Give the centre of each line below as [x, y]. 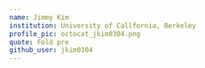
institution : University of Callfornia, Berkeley [103, 26]
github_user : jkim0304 [51, 50]
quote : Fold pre [39, 42]
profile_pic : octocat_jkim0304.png [75, 34]
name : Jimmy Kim [39, 17]
